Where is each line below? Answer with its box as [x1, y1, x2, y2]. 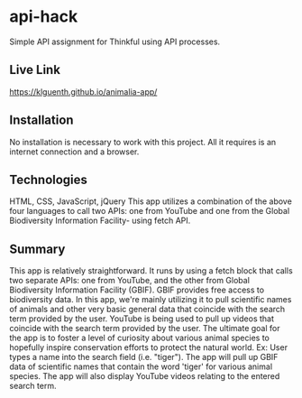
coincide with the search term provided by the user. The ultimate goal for [9, 323, 280, 334]
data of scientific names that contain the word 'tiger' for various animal [9, 361, 273, 372]
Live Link [9, 62, 61, 78]
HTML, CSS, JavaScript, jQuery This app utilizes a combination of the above [9, 196, 293, 207]
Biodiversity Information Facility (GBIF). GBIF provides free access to [9, 284, 264, 295]
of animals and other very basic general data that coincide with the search [9, 304, 286, 315]
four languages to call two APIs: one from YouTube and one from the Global [9, 206, 290, 217]
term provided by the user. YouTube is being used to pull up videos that [9, 313, 275, 324]
